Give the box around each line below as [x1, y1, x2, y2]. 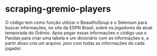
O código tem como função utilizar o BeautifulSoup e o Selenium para [5, 19, 147, 25]
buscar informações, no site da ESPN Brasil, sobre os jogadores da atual [5, 24, 153, 30]
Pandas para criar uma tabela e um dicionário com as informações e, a [5, 35, 149, 41]
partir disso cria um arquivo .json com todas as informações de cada [5, 40, 145, 46]
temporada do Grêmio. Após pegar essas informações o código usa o [5, 30, 147, 36]
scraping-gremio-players [5, 3, 111, 15]
